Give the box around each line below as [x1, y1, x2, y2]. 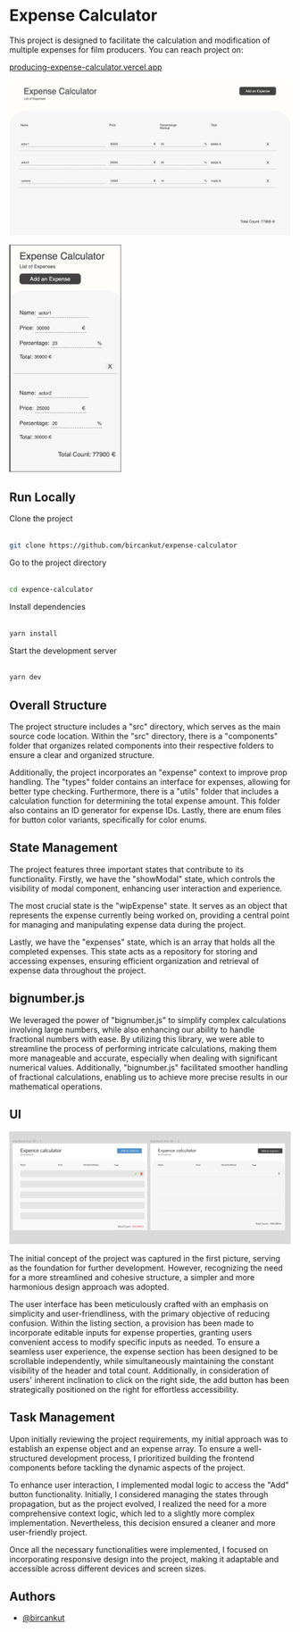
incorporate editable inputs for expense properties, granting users [9, 1327, 253, 1337]
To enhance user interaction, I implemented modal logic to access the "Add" [9, 1479, 289, 1490]
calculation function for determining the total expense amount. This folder [9, 795, 280, 806]
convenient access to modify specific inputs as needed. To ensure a [9, 1336, 261, 1347]
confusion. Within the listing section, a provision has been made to [9, 1318, 254, 1328]
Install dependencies [9, 601, 87, 612]
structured [9, 1453, 48, 1463]
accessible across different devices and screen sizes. [9, 1563, 207, 1574]
